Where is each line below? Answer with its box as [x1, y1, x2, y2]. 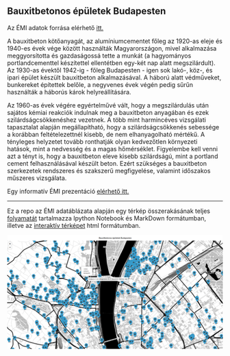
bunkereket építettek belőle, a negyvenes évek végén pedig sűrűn [7, 80, 194, 88]
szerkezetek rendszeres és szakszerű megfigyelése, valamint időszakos [7, 166, 211, 175]
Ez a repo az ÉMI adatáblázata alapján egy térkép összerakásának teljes [7, 207, 211, 215]
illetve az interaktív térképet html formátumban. [7, 221, 141, 229]
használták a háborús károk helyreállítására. [7, 88, 131, 96]
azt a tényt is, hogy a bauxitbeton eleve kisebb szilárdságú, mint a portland [7, 152, 218, 160]
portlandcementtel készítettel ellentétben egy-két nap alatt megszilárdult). [7, 58, 216, 67]
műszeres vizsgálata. [7, 174, 67, 182]
